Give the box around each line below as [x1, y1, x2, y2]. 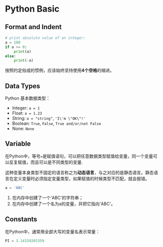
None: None [12, 126, 34, 132]
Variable [5, 140, 31, 148]
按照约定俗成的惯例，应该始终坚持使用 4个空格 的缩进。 [5, 67, 114, 73]
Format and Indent [5, 23, 62, 31]
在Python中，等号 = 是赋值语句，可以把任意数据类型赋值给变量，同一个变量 [5, 153, 153, 159]
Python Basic [5, 3, 60, 15]
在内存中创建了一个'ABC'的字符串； [12, 195, 83, 200]
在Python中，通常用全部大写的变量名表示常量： [5, 229, 100, 234]
